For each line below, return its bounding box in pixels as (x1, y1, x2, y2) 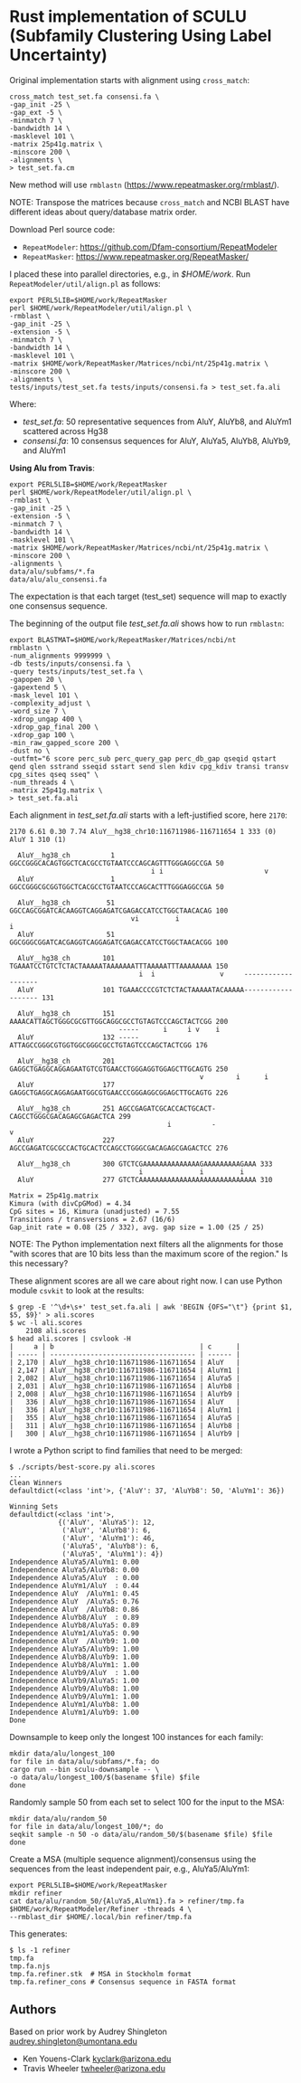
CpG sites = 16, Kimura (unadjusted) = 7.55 (9, 1207, 180, 1216)
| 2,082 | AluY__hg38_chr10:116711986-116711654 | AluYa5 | (9, 1373, 241, 1383)
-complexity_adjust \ (9, 698, 91, 707)
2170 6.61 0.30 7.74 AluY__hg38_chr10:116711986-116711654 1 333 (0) (9, 827, 277, 836)
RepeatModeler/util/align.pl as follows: (9, 278, 161, 289)
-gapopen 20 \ (9, 675, 63, 684)
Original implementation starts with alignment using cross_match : (9, 74, 250, 85)
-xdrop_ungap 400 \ (9, 715, 83, 724)
